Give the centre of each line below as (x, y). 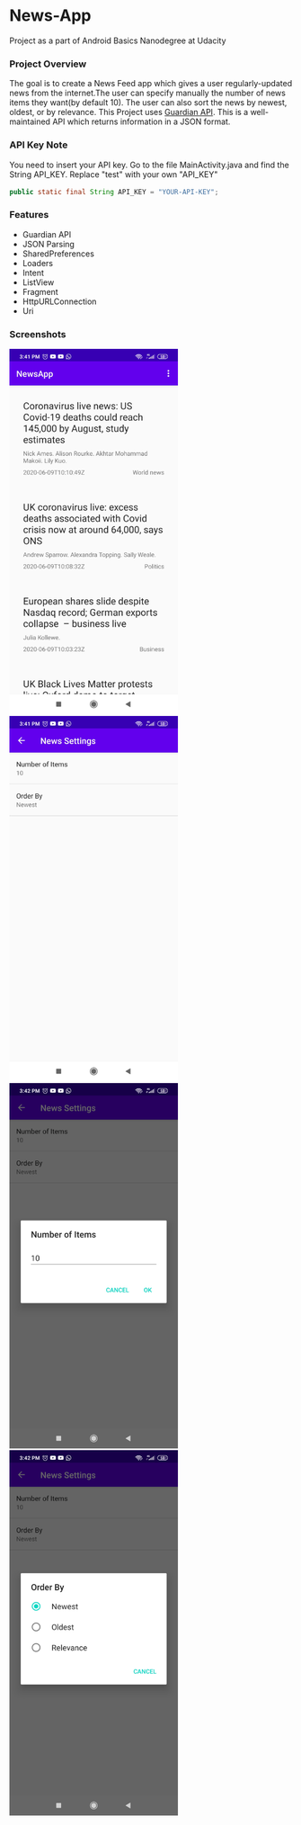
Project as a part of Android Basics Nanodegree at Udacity (118, 40)
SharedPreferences (58, 254)
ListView (38, 282)
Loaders (38, 263)
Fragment (40, 291)
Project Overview (48, 64)
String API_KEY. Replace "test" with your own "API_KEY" (114, 174)
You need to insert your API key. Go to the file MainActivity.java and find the (149, 165)
